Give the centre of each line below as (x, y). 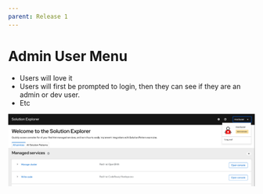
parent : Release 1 (38, 16)
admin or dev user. (50, 95)
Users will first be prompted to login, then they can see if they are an (130, 86)
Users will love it (46, 77)
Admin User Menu (68, 56)
